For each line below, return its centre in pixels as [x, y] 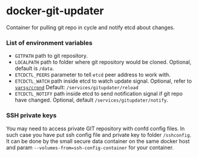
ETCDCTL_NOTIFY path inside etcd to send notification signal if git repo [99, 94]
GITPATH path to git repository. [51, 56]
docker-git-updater [55, 11]
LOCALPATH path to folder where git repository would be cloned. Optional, [103, 62]
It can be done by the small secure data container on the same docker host [98, 141]
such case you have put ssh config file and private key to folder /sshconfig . [99, 134]
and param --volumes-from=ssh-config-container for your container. [90, 147]
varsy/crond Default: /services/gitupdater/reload [76, 87]
